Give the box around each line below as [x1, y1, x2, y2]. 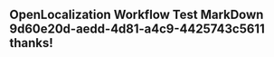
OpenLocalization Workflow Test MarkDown [9, 7, 264, 23]
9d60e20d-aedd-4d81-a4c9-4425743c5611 [9, 22, 265, 37]
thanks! [9, 35, 54, 51]
